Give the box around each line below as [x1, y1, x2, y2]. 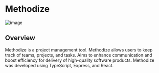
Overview [5, 34, 36, 42]
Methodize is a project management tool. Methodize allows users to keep [5, 47, 153, 52]
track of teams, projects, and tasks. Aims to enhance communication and [5, 52, 153, 58]
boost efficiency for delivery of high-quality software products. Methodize [5, 57, 155, 63]
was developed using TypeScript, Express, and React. [5, 62, 114, 68]
